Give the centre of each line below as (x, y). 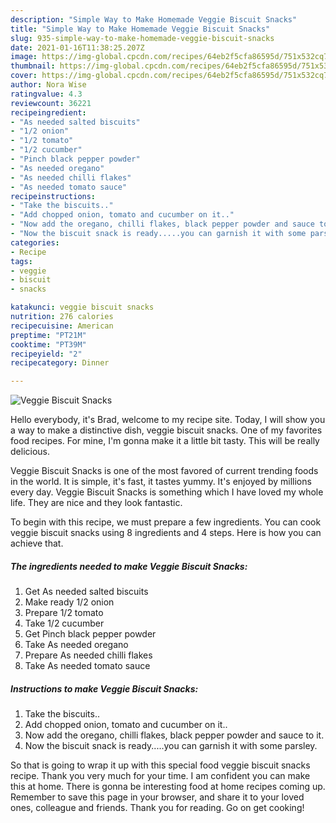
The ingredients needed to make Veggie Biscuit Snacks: (129, 566)
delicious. (30, 452)
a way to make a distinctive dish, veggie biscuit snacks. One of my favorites (166, 430)
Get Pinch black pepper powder (90, 634)
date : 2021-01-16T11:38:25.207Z (77, 47)
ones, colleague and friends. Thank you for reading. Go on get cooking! (157, 808)
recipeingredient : (48, 112)
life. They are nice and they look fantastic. (96, 503)
